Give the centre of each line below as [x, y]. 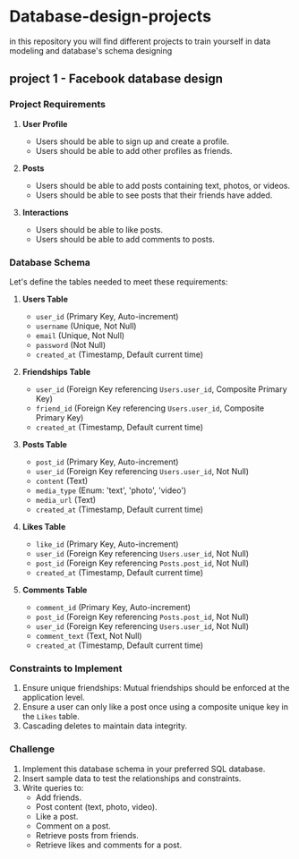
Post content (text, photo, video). [97, 806]
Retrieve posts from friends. [87, 835]
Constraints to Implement [66, 668]
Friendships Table [56, 371]
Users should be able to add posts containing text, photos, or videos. [163, 185]
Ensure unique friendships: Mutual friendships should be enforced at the [156, 688]
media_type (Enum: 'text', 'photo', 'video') [111, 490]
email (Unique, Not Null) [80, 335]
